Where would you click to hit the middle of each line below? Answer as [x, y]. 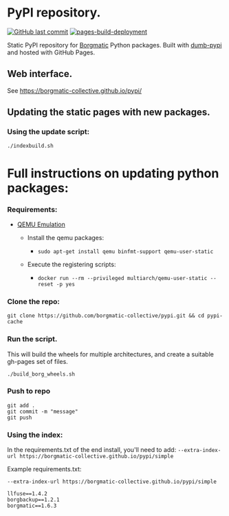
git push [20, 418]
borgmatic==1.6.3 [32, 506]
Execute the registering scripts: [72, 264]
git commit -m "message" [43, 411]
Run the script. [32, 339]
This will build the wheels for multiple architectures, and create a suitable [111, 354]
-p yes [66, 284]
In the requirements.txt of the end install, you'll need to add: [92, 450]
